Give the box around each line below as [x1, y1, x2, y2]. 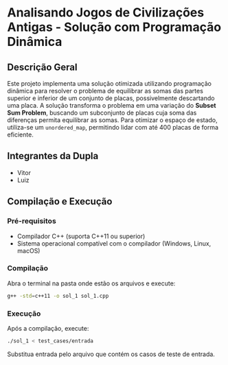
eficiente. [7, 130, 34, 139]
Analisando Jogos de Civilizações [7, 5, 205, 21]
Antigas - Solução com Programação [7, 19, 222, 35]
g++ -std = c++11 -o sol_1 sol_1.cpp [7, 292, 109, 299]
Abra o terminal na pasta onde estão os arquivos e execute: [7, 279, 176, 287]
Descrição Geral [7, 61, 78, 73]
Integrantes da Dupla [7, 150, 99, 162]
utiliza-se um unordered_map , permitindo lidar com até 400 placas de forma [7, 123, 218, 131]
